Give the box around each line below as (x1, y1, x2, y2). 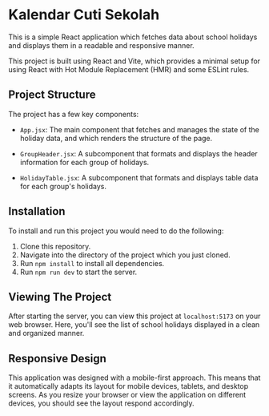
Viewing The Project (8, 290, 112, 304)
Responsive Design (8, 351, 106, 366)
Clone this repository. (19, 241, 91, 251)
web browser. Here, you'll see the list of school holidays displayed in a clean (8, 320, 260, 329)
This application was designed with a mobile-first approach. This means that (8, 373, 261, 382)
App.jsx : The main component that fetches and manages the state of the (19, 124, 260, 134)
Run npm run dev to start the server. (19, 267, 138, 277)
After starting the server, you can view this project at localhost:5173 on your (8, 311, 261, 321)
